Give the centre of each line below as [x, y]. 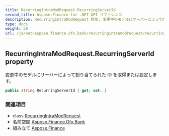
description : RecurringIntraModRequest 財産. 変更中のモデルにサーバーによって [84, 19]
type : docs [17, 24]
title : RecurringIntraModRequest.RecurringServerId [60, 10]
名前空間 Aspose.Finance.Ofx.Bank [49, 121]
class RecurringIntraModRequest [47, 116]
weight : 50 [17, 29]
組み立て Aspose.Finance [39, 128]
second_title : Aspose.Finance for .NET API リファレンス [64, 15]
